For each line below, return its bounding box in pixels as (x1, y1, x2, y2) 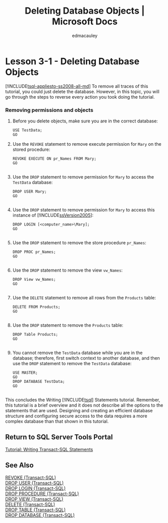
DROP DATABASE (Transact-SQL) (5, 512, 75, 518)
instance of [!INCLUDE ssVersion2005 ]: (12, 212, 94, 218)
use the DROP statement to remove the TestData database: (12, 360, 132, 366)
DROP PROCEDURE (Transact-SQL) (5, 491, 79, 497)
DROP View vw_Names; (12, 277, 56, 282)
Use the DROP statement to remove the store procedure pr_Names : (12, 239, 146, 245)
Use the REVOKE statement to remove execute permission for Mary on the (12, 141, 161, 147)
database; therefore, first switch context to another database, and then (12, 355, 160, 361)
